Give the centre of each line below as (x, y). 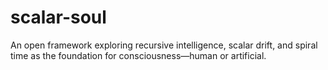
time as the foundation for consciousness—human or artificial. (138, 55)
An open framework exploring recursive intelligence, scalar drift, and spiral (164, 45)
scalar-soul (58, 17)
